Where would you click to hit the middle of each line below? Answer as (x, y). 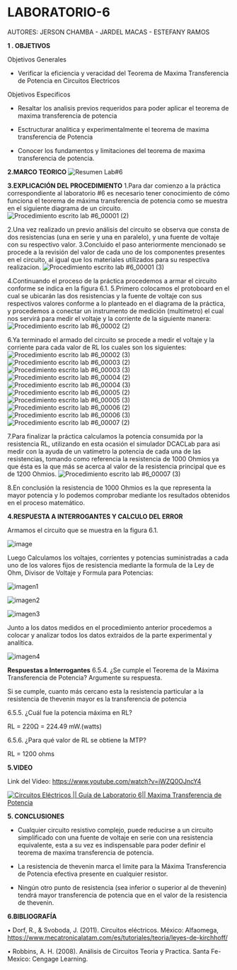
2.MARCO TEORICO (37, 171)
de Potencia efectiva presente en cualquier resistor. (93, 874)
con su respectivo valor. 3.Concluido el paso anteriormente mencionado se (117, 244)
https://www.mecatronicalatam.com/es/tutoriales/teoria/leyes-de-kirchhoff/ (117, 937)
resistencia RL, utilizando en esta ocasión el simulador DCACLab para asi (114, 444)
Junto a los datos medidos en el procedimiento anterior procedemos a (110, 627)
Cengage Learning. (60, 959)
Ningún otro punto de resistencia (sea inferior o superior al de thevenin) (122, 887)
